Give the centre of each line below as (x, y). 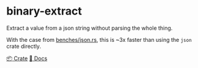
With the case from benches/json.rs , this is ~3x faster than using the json (99, 39)
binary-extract (44, 11)
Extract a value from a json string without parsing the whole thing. (89, 28)
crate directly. (24, 46)
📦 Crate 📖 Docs (27, 58)
